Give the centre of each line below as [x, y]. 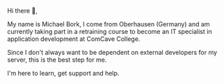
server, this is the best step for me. [57, 60]
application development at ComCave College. [74, 39]
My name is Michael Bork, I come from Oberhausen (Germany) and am [109, 24]
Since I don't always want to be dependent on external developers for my [112, 52]
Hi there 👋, [23, 11]
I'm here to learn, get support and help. [63, 73]
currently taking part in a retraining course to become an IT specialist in [110, 32]
